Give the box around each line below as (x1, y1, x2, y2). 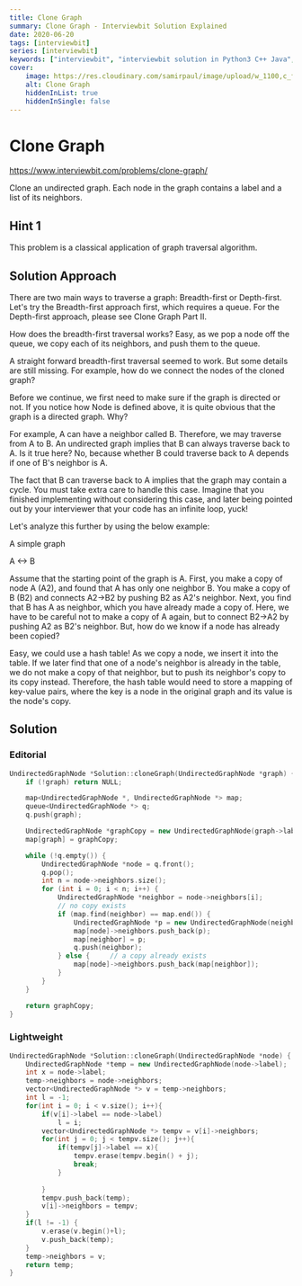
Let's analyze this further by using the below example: (9, 521, 210, 531)
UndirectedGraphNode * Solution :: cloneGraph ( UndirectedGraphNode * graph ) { (9, 769, 296, 778)
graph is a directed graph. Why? (9, 411, 129, 422)
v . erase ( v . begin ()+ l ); (41, 1227, 127, 1237)
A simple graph (9, 538, 66, 549)
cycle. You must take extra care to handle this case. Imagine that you (9, 484, 264, 495)
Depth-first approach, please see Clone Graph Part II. (9, 311, 207, 322)
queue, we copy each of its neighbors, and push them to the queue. (9, 338, 261, 349)
